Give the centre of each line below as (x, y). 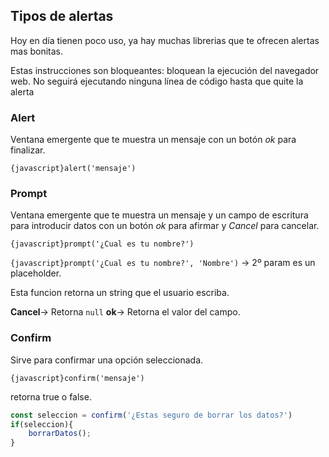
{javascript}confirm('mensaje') (77, 378)
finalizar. (28, 150)
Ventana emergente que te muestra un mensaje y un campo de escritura (159, 215)
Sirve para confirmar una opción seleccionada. (107, 360)
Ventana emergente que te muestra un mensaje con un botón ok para (153, 140)
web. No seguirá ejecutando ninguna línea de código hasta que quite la (157, 81)
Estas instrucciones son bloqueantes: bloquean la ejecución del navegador (165, 70)
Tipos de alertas (62, 16)
